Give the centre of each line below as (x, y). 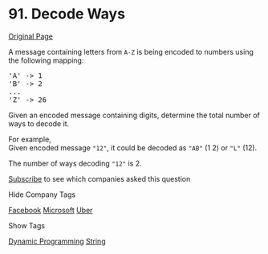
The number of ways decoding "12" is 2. (75, 163)
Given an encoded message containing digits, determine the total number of (134, 115)
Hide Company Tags (42, 195)
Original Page (31, 36)
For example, (30, 139)
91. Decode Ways (67, 14)
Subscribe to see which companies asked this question (99, 178)
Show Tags (27, 225)
